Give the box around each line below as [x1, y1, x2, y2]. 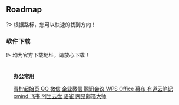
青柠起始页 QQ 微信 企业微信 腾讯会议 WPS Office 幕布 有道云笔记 [14, 85, 173, 93]
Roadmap [6, 5, 42, 15]
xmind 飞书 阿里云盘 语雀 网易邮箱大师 [14, 93, 107, 100]
